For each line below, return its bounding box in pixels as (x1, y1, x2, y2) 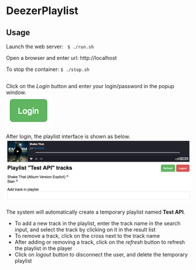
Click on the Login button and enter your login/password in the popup (6, 83, 175, 90)
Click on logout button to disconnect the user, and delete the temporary (14, 251, 188, 258)
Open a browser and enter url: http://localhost (6, 55, 117, 61)
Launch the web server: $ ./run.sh (6, 43, 94, 50)
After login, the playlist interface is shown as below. (6, 133, 131, 140)
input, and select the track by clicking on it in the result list (14, 226, 156, 233)
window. (6, 89, 26, 96)
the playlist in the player (14, 245, 73, 252)
